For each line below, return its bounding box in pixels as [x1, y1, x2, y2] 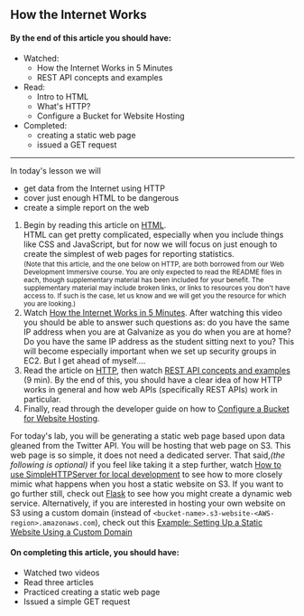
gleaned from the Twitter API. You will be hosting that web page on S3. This [10, 440, 291, 450]
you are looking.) [23, 299, 76, 308]
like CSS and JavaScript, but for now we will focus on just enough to [23, 239, 278, 250]
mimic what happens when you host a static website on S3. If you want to [10, 479, 284, 489]
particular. [23, 393, 61, 404]
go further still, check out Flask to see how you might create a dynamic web [10, 488, 292, 498]
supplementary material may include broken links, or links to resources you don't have [23, 283, 291, 292]
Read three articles [23, 576, 94, 587]
